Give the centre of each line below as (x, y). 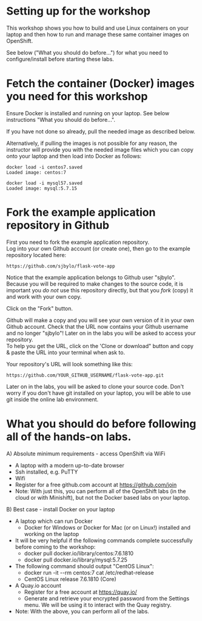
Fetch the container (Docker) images (101, 84)
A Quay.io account (38, 585)
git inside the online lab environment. (52, 399)
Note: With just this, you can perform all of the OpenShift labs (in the (100, 491)
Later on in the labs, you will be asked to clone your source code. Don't (95, 386)
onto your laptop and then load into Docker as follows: (74, 156)
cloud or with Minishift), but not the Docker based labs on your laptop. (103, 497)
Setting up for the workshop (78, 11)
